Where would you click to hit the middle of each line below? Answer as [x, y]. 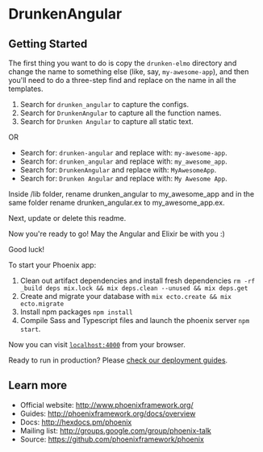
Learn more [38, 386]
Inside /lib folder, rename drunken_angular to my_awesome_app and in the [131, 194]
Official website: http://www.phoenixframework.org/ [106, 404]
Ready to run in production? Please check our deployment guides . [118, 360]
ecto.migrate [42, 304]
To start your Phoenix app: [52, 265]
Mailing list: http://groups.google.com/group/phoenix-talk [116, 430]
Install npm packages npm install [76, 312]
